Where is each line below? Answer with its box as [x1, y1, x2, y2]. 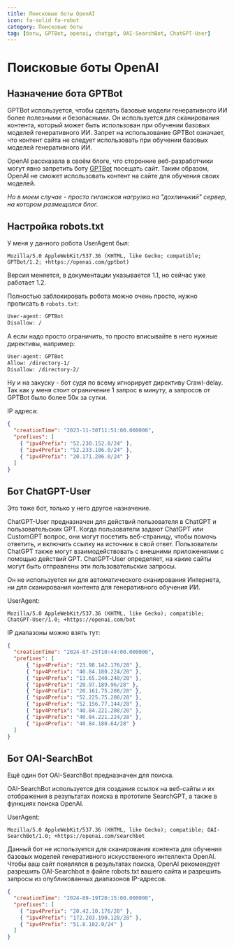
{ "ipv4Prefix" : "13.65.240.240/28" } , [25, 674, 142, 682]
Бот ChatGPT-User [7, 485, 91, 497]
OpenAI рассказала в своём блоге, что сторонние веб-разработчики [7, 157, 214, 165]
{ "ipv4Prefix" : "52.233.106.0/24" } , [20, 446, 133, 453]
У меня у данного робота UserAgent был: [7, 239, 130, 248]
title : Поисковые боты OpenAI [7, 10, 96, 17]
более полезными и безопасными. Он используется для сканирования [7, 113, 220, 122]
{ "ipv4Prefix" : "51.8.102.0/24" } [20, 920, 124, 927]
